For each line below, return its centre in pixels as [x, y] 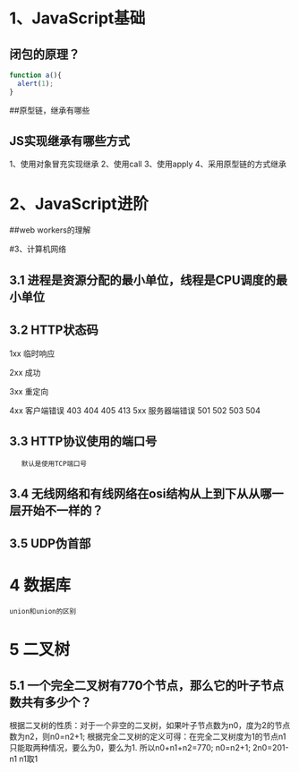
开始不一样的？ [62, 510]
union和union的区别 [43, 612]
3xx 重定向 [29, 391]
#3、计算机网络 [38, 249]
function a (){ [36, 75]
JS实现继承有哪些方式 [70, 141]
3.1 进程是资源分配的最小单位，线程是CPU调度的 [142, 280]
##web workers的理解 [50, 230]
